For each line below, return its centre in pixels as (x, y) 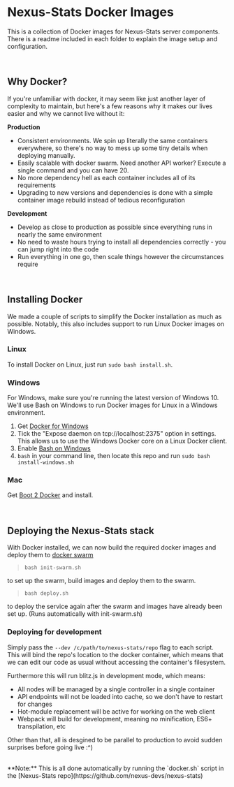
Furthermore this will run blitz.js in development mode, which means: (107, 675)
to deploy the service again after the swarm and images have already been (115, 606)
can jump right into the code (58, 249)
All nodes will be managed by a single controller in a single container (116, 689)
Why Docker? (37, 82)
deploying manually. (46, 155)
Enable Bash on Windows (54, 448)
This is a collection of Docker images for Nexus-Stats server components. (114, 31)
